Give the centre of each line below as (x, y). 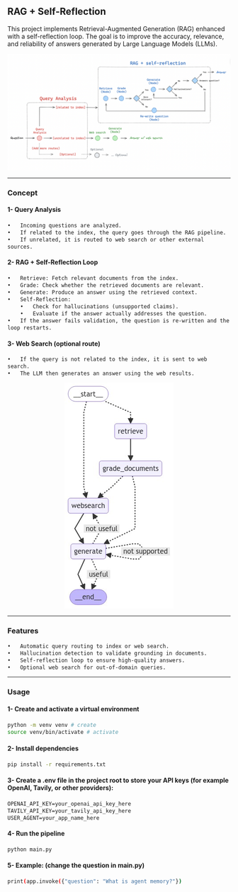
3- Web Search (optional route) (54, 344)
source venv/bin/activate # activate (63, 733)
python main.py (30, 849)
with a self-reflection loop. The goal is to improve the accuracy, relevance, (116, 36)
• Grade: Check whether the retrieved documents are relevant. (106, 285)
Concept (22, 193)
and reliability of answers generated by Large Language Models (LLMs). (112, 44)
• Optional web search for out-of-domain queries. (87, 668)
